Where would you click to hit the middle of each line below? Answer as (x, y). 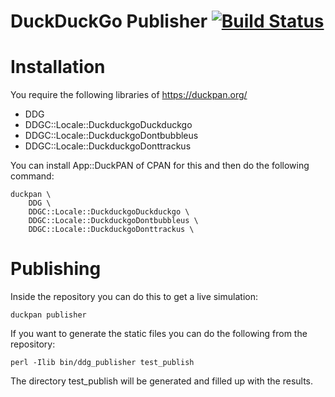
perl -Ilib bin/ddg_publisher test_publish (102, 363)
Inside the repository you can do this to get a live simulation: (134, 297)
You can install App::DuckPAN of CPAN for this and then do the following (160, 166)
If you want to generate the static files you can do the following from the (159, 334)
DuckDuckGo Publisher (109, 21)
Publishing (56, 269)
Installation (58, 67)
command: (32, 176)
